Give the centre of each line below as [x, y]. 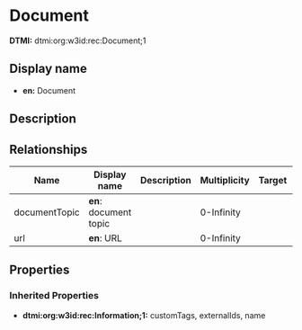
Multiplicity [225, 180]
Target [273, 180]
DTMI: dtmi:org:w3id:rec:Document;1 [78, 40]
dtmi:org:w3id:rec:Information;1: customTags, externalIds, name [144, 315]
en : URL [106, 237]
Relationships [49, 149]
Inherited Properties [54, 296]
